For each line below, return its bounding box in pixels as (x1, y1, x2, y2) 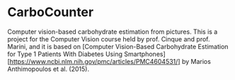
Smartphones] (123, 50, 166, 58)
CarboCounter (7, 4, 94, 20)
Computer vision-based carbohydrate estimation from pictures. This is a (7, 27, 218, 36)
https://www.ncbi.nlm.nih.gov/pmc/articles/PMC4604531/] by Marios (9, 57, 211, 65)
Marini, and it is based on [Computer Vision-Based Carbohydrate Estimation (7, 42, 229, 51)
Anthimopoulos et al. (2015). (7, 65, 90, 73)
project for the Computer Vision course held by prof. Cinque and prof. (7, 34, 210, 43)
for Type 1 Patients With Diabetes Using (7, 50, 122, 58)
